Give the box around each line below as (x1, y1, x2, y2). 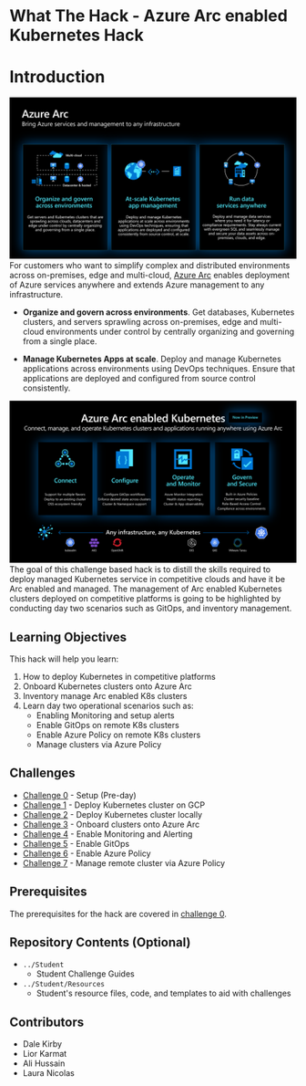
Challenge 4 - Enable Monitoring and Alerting (22, 828, 193, 840)
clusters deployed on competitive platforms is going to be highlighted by (9, 593, 281, 604)
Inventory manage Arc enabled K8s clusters (22, 690, 189, 701)
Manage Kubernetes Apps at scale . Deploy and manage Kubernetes (22, 353, 282, 364)
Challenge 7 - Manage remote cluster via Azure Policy (22, 857, 226, 868)
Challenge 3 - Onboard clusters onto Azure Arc (22, 819, 200, 830)
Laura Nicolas (22, 1068, 75, 1079)
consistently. (22, 382, 71, 393)
